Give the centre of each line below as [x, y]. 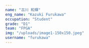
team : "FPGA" [19, 28]
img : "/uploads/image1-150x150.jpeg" [45, 33]
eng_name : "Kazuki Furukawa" [36, 14]
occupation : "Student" [29, 19]
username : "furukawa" [28, 38]
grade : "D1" [18, 24]
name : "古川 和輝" [23, 10]
